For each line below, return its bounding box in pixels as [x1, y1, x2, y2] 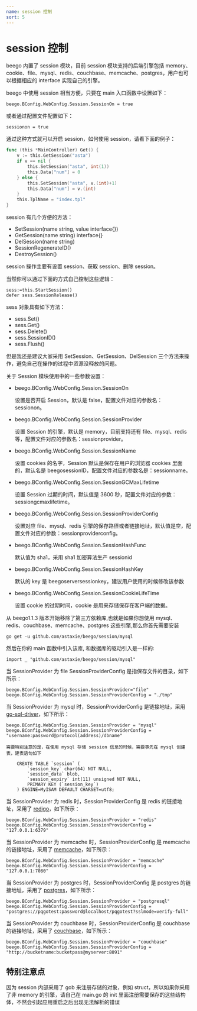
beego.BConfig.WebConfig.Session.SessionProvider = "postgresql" [6, 899, 170, 905]
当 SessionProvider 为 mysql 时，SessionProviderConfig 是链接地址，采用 [6, 703, 186, 710]
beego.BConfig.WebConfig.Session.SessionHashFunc [14, 542, 146, 549]
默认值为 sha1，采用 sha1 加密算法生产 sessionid [14, 554, 133, 561]
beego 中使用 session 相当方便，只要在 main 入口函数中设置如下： [6, 89, 168, 96]
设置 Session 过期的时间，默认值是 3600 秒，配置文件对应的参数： [14, 491, 177, 498]
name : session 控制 [6, 8, 52, 15]
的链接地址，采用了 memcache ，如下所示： [6, 846, 113, 853]
